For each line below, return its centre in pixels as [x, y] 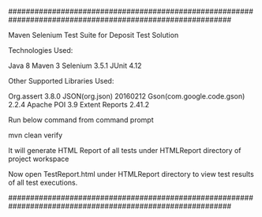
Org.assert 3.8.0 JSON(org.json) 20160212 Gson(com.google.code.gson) [127, 96]
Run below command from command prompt [81, 120]
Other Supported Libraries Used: [61, 81]
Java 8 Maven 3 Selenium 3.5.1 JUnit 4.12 [75, 65]
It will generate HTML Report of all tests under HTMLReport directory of [125, 150]
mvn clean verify [36, 135]
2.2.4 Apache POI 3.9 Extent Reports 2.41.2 [79, 105]
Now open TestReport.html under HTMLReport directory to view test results [131, 174]
